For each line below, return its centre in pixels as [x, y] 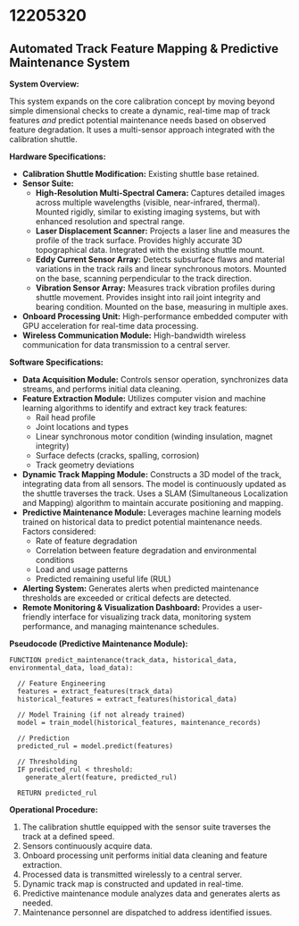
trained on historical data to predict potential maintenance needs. [142, 522]
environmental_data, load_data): [71, 668]
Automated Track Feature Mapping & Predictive [144, 49]
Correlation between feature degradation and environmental [146, 550]
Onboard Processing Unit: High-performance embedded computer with [155, 316]
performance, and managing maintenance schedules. [120, 626]
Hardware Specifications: [58, 156]
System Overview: [44, 84]
